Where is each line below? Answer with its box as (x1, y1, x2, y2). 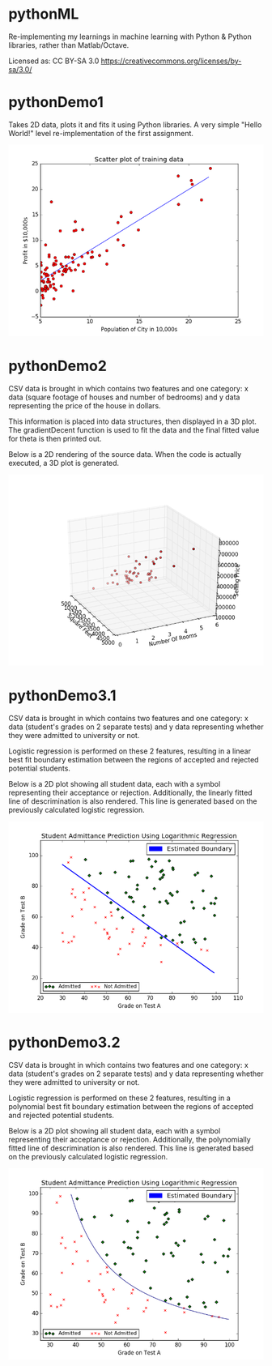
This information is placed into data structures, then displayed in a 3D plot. (8, 416, 257, 426)
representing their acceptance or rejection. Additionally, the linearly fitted (8, 788, 253, 797)
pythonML (8, 5, 79, 23)
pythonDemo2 (8, 357, 108, 375)
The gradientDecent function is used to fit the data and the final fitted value (8, 425, 260, 434)
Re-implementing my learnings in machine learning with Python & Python (8, 32, 253, 41)
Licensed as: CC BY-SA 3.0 (8, 56, 100, 66)
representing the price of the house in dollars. (8, 400, 161, 410)
